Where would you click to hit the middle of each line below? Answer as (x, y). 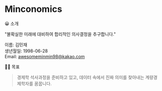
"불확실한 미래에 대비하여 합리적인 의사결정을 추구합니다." (60, 34)
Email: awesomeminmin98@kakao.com (45, 56)
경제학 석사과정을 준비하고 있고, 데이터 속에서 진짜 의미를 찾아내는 (81, 77)
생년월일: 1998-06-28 (26, 51)
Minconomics (34, 9)
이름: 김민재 (16, 45)
